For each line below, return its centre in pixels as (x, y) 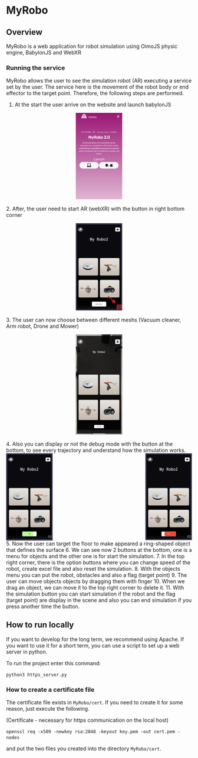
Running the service (36, 67)
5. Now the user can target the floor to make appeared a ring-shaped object (98, 544)
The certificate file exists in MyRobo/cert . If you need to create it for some (95, 702)
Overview (24, 32)
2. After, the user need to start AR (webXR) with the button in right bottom (95, 209)
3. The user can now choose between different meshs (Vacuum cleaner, (94, 320)
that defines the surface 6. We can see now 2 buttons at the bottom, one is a (99, 549)
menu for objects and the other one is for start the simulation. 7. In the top (95, 556)
